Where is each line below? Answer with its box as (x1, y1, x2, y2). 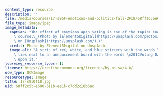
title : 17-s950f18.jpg (5, 79, 51, 84)
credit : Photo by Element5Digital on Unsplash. (9, 43, 108, 48)
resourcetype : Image (5, 75, 47, 80)
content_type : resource (5, 7, 53, 12)
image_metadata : (5, 25, 38, 30)
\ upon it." (14, 57, 38, 62)
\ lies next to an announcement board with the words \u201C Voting (14, 52, 153, 57)
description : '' (5, 12, 38, 16)
